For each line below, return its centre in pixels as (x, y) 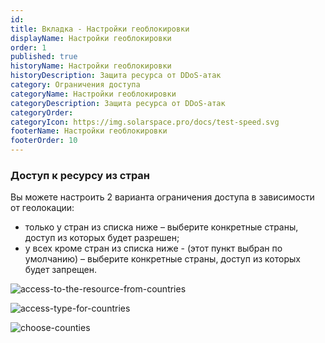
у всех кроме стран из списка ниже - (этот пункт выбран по (153, 248)
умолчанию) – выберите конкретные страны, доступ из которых (162, 259)
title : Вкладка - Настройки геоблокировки (100, 29)
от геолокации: (42, 208)
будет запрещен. (61, 270)
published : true (44, 57)
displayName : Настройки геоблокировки (91, 38)
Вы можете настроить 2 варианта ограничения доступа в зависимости (162, 197)
